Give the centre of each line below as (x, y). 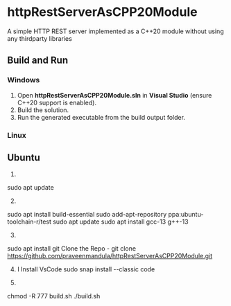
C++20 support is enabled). (57, 102)
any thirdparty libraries (40, 38)
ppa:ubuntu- (186, 215)
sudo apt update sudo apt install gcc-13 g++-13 (121, 222)
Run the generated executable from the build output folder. (101, 117)
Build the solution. (43, 110)
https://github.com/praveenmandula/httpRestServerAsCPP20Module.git (110, 256)
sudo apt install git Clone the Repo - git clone (72, 249)
